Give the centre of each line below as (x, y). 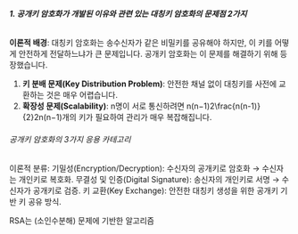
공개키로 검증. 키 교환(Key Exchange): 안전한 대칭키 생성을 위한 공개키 (156, 190)
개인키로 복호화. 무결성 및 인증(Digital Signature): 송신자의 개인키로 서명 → (149, 180)
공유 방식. (45, 202)
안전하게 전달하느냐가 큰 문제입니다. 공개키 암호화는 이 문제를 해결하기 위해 (148, 54)
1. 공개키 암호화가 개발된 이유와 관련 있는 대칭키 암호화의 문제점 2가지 (128, 13)
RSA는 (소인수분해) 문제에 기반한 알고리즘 (82, 221)
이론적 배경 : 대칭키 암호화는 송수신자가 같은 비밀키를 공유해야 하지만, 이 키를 (141, 43)
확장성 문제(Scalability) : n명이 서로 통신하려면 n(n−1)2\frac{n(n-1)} (141, 106)
